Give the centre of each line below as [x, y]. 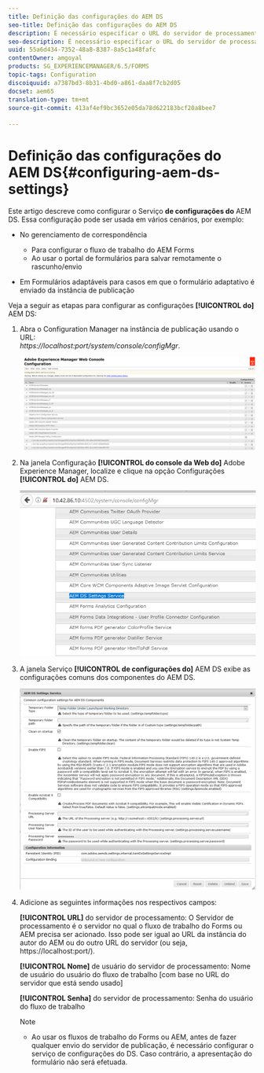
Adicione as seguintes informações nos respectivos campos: [118, 902]
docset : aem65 [31, 91]
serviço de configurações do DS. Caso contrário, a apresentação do [142, 1053]
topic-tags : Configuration [52, 75]
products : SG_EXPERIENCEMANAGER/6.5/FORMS [79, 67]
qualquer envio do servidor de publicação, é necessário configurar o [142, 1045]
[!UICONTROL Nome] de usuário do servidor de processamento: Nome [135, 966]
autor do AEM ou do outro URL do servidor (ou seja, [103, 943]
